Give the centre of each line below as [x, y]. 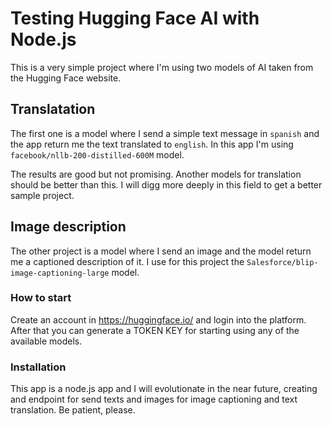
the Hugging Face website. [66, 78]
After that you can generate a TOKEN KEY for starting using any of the [155, 330]
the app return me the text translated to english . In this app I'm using [152, 144]
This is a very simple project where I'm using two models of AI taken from [162, 67]
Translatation [53, 109]
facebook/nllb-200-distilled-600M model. [97, 154]
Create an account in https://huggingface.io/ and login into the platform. [158, 319]
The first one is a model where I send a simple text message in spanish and [165, 133]
